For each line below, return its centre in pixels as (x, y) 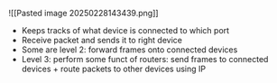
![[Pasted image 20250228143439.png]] (83, 13)
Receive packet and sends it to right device (102, 40)
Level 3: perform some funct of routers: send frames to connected (145, 59)
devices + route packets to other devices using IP (114, 69)
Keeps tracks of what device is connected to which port (125, 30)
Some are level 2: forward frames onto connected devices (129, 50)
